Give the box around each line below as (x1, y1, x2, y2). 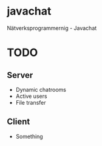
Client (7, 117, 30, 127)
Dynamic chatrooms (15, 86, 66, 93)
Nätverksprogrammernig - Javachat (7, 24, 97, 32)
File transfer (15, 99, 46, 106)
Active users (15, 92, 47, 100)
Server (7, 70, 33, 80)
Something (15, 133, 43, 140)
